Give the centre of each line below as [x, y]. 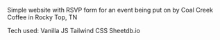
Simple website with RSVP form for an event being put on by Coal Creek [110, 10]
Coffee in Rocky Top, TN [42, 17]
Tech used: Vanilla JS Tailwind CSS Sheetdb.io [74, 31]
